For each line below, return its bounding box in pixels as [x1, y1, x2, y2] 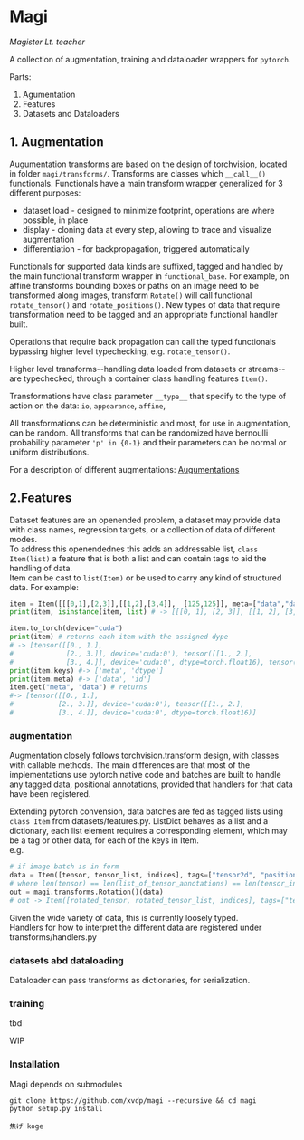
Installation [9, 1058, 61, 1070]
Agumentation [22, 89, 76, 100]
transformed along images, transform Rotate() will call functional [9, 290, 252, 301]
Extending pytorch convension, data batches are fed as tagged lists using [9, 806, 283, 817]
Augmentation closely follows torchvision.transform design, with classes [9, 750, 280, 762]
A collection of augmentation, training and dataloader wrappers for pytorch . [9, 53, 291, 64]
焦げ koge [9, 1121, 43, 1131]
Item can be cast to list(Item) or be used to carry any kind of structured [9, 572, 282, 583]
